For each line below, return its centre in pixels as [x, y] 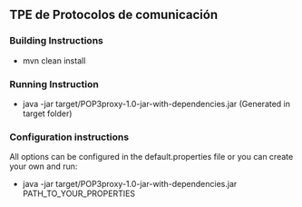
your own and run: [44, 166]
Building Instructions [57, 41]
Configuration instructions [69, 137]
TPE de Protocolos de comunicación [114, 15]
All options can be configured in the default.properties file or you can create [151, 157]
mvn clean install [54, 60]
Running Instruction [54, 84]
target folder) [47, 113]
